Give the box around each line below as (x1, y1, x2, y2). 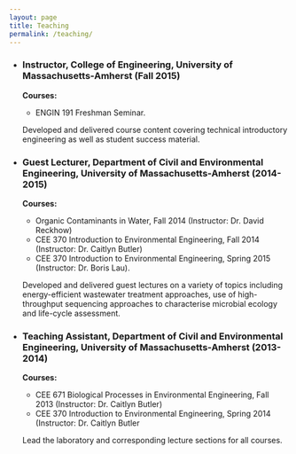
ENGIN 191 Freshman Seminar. (35, 107, 146, 118)
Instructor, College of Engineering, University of (21, 59, 233, 71)
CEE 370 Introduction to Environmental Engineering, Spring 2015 (35, 253, 271, 263)
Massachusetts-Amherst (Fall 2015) (21, 70, 181, 82)
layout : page (9, 12, 58, 22)
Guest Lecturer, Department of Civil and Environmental (21, 156, 264, 168)
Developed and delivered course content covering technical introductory (21, 124, 288, 135)
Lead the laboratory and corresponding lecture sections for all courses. (21, 435, 283, 446)
